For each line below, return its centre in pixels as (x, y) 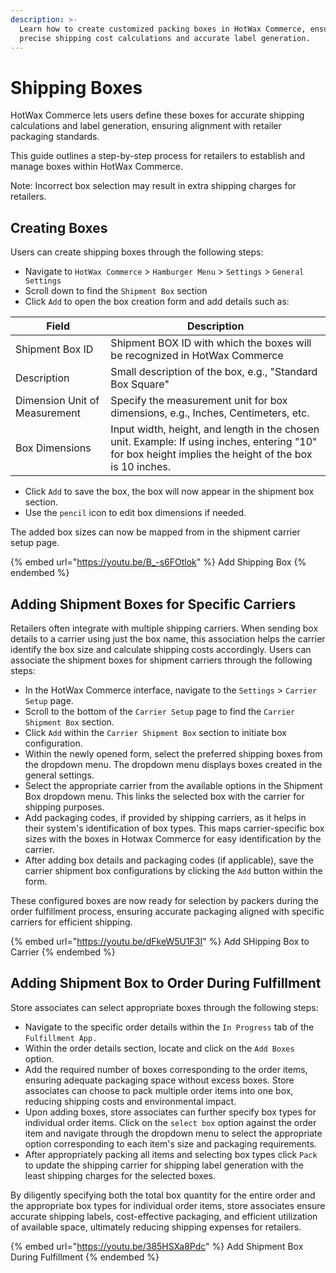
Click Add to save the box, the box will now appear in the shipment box (169, 492)
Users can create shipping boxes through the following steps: (137, 252)
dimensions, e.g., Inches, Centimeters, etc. (210, 413)
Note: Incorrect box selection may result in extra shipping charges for (153, 186)
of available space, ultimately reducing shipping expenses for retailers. (156, 1227)
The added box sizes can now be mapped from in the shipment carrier (155, 532)
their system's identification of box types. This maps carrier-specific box (174, 828)
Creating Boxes (59, 227)
